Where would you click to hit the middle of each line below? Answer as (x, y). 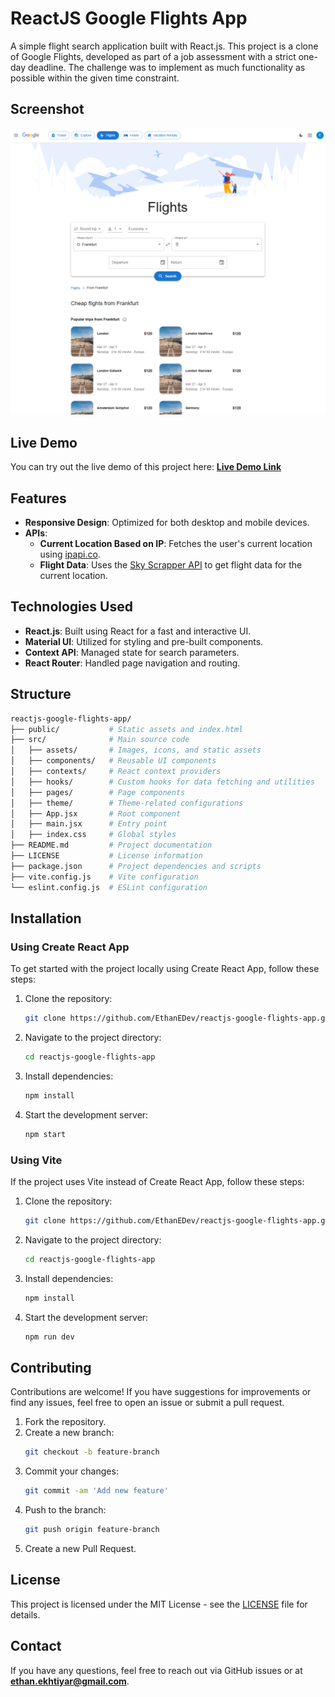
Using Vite (36, 1160)
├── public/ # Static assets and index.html (127, 729)
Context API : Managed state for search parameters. (132, 652)
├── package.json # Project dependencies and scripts (136, 866)
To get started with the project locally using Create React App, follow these (165, 969)
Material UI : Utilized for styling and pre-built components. (144, 641)
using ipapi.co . (70, 554)
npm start (45, 1134)
